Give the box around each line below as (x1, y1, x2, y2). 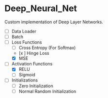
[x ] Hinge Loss (18, 50, 49, 56)
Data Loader (11, 28, 37, 34)
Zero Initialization (18, 83, 54, 89)
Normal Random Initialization (18, 88, 76, 94)
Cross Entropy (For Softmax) (18, 45, 76, 51)
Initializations (11, 77, 38, 83)
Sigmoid (18, 72, 36, 78)
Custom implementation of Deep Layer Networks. (4, 19, 104, 25)
